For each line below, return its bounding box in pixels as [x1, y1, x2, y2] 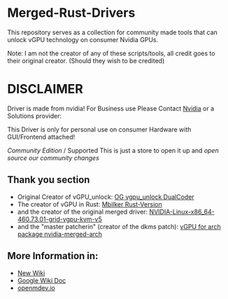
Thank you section [7, 174, 90, 186]
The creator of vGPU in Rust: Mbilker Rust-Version [17, 200, 162, 208]
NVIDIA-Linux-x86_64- [149, 207, 215, 216]
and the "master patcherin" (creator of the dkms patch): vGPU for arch [17, 222, 222, 230]
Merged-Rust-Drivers [7, 5, 136, 21]
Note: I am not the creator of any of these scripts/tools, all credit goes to [7, 49, 215, 57]
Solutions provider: [7, 111, 62, 120]
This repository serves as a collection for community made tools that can [7, 28, 218, 36]
